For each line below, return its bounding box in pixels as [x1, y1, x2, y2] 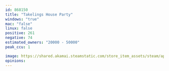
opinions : [5, 58, 26, 63]
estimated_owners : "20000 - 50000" [5, 40, 80, 45]
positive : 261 [5, 30, 35, 35]
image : [5, 53, 19, 58]
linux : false [5, 26, 33, 31]
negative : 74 [5, 35, 33, 40]
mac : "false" [5, 21, 33, 26]
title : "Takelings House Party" [5, 12, 73, 17]
